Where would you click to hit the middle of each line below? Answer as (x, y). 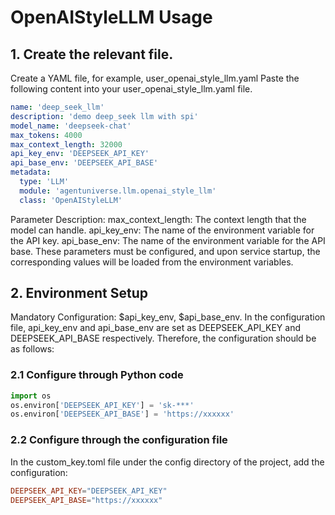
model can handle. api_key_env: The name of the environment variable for (162, 230)
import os (31, 396)
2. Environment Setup (79, 293)
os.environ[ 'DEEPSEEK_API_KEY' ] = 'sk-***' (102, 405)
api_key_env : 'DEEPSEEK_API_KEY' (80, 154)
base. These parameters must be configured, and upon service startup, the (165, 251)
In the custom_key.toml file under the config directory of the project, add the (167, 462)
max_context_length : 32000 (66, 144)
